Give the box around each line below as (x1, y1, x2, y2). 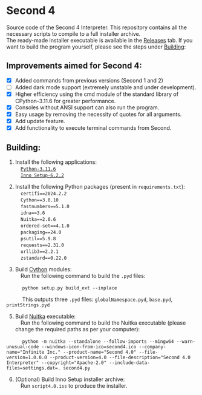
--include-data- (109, 360, 150, 366)
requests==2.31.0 (20, 242, 65, 248)
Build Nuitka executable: (15, 313, 76, 320)
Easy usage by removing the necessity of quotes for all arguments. (15, 110, 182, 118)
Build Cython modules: (15, 266, 72, 273)
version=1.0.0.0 (6, 354, 47, 360)
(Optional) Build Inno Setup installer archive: (15, 376, 125, 383)
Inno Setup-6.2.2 (20, 172, 65, 178)
